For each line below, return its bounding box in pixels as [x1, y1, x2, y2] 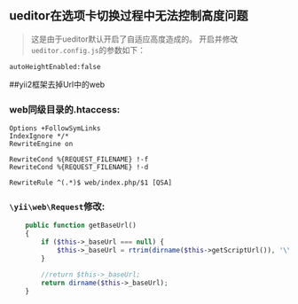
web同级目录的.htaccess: [9, 103, 121, 115]
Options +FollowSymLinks [9, 124, 101, 133]
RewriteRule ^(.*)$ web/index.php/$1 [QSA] [9, 178, 173, 188]
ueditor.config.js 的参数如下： [30, 44, 146, 55]
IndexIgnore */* [9, 132, 69, 141]
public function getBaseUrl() [25, 221, 137, 230]
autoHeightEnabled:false [9, 62, 101, 71]
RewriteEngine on [9, 140, 74, 149]
